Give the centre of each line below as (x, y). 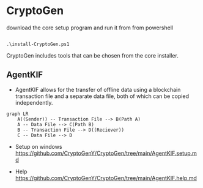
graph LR (17, 114)
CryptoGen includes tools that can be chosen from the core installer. (92, 55)
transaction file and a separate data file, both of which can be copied (102, 96)
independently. (34, 102)
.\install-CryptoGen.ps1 (38, 44)
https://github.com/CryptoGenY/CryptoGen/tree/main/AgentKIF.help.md (106, 178)
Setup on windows (39, 146)
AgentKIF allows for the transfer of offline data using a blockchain (98, 89)
